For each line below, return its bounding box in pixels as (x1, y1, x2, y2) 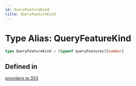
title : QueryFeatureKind (5, 12, 56, 17)
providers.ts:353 (5, 75, 38, 81)
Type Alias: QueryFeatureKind (5, 33, 132, 44)
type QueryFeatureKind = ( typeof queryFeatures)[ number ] (5, 49, 124, 54)
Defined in (5, 62, 38, 71)
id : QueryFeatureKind (5, 7, 50, 12)
